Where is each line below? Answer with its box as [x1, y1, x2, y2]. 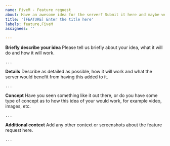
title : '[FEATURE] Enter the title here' [5, 17, 94, 22]
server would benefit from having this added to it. [5, 74, 108, 80]
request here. [5, 127, 33, 133]
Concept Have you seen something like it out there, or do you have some [5, 92, 158, 99]
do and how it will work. [5, 50, 55, 56]
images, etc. [5, 103, 31, 109]
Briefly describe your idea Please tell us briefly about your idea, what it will [5, 44, 163, 51]
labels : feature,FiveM [5, 21, 53, 27]
